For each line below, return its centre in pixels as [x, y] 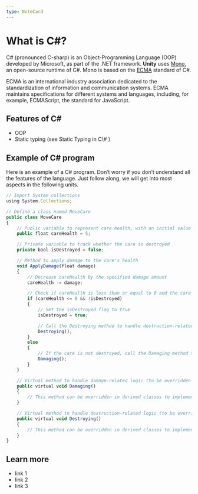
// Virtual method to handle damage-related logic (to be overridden [104, 380]
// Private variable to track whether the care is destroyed [93, 244]
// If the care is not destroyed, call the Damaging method [113, 353]
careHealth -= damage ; [55, 282]
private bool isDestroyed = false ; [60, 250]
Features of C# [34, 119]
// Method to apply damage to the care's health [77, 261]
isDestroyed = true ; [63, 315]
